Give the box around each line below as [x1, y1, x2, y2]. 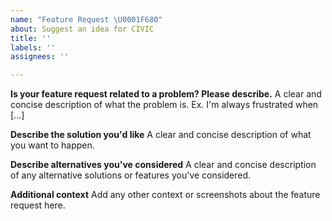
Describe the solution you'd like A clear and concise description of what [10, 129, 312, 141]
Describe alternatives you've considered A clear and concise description [10, 159, 317, 171]
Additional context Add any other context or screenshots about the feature [10, 189, 321, 201]
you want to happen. [10, 139, 95, 151]
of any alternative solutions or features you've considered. [10, 169, 252, 181]
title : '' [10, 33, 52, 43]
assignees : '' [10, 52, 70, 62]
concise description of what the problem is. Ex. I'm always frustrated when [10, 99, 319, 111]
